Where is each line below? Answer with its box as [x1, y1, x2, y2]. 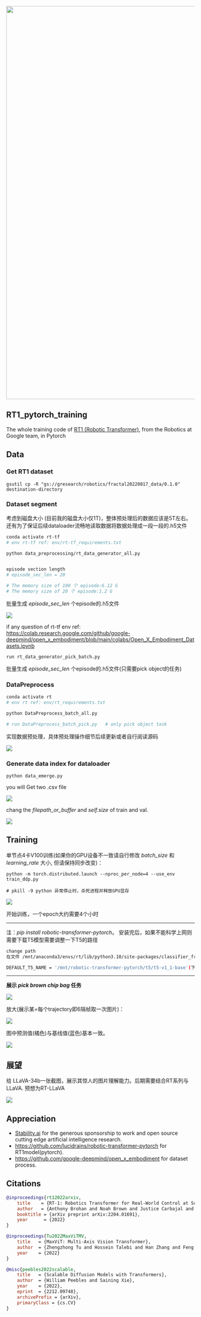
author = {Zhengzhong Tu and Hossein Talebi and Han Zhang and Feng [17, 1244, 194, 1250]
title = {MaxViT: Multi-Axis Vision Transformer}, [17, 1239, 151, 1245]
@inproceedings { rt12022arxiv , [6, 1194, 82, 1201]
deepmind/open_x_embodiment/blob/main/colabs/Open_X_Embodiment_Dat [6, 636, 194, 643]
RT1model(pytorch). [14, 1149, 64, 1156]
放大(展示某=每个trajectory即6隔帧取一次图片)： [6, 1005, 124, 1013]
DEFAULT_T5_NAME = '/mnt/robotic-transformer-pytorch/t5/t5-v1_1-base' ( [6, 965, 191, 971]
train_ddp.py [6, 876, 39, 882]
